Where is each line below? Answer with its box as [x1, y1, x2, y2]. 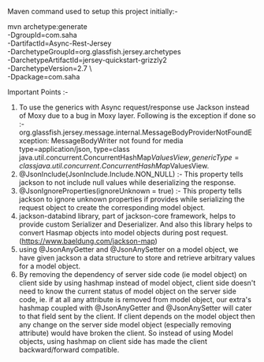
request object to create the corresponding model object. [18, 203, 206, 212]
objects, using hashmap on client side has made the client [18, 337, 208, 345]
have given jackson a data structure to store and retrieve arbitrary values [18, 253, 255, 262]
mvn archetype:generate [7, 22, 87, 31]
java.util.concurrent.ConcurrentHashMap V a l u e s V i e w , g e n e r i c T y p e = [18, 153, 240, 162]
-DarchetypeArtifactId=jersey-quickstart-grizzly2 [7, 55, 167, 65]
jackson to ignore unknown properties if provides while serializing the [18, 194, 245, 204]
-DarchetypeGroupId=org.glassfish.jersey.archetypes [7, 47, 182, 56]
